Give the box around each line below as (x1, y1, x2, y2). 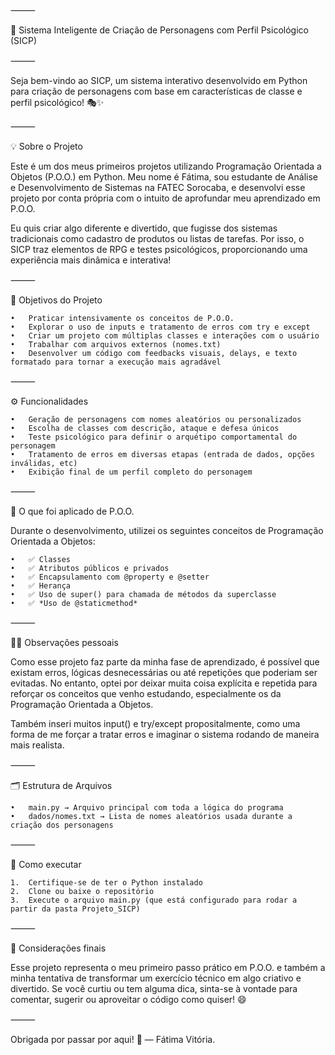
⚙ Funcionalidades (10, 395, 89, 407)
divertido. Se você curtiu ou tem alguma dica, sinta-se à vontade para (10, 983, 298, 994)
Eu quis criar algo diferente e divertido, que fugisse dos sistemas (10, 222, 278, 234)
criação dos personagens (10, 820, 114, 830)
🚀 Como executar (10, 859, 82, 870)
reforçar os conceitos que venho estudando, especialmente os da (10, 688, 282, 699)
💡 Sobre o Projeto (10, 140, 83, 152)
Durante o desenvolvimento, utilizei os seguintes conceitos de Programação (10, 525, 324, 536)
